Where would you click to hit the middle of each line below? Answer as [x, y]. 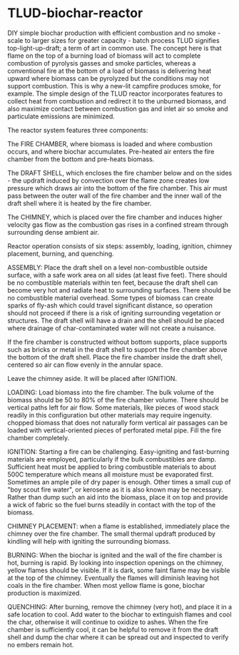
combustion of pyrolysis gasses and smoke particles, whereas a [102, 63]
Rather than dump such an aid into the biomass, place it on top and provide [118, 497]
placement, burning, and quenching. [61, 253]
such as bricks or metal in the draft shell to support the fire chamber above [117, 349]
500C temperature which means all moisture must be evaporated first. [111, 474]
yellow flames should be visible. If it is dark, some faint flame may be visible [119, 570]
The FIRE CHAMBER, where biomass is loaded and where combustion [110, 143]
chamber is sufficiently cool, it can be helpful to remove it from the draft [113, 629]
